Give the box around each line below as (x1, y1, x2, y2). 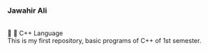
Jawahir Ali (7, 6, 48, 15)
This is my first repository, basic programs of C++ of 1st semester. (7, 37, 202, 45)
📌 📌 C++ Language (7, 29, 63, 37)
